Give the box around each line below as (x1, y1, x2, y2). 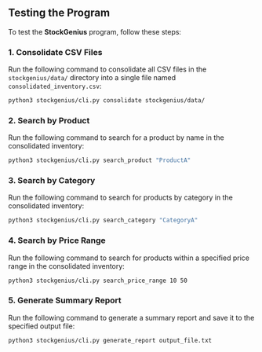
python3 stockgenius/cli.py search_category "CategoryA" (8, 216, 198, 225)
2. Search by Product (8, 115, 90, 126)
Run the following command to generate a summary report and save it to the (8, 313, 255, 322)
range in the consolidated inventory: (8, 261, 126, 270)
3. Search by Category (8, 175, 96, 186)
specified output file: (8, 321, 75, 331)
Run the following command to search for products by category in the (8, 192, 233, 203)
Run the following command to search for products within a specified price (8, 253, 249, 262)
